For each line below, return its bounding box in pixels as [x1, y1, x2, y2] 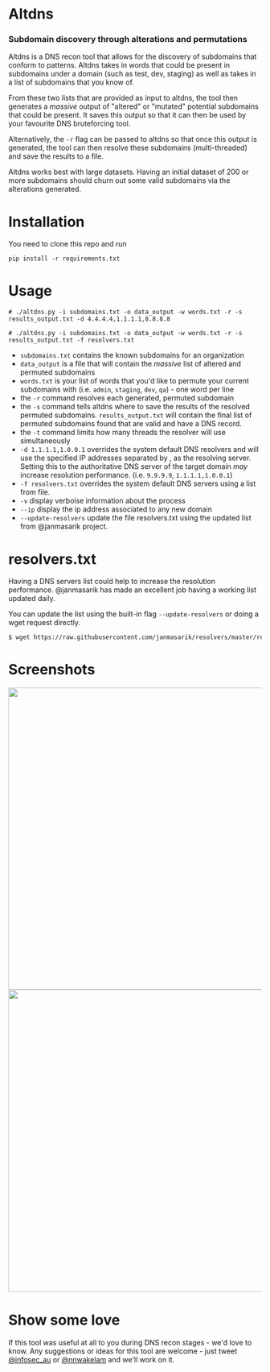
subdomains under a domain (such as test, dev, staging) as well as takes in [8, 69, 256, 79]
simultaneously [19, 436, 71, 446]
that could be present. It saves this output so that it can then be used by [8, 110, 247, 120]
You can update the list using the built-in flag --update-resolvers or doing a [8, 609, 260, 619]
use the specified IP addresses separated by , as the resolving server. [19, 453, 252, 463]
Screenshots [8, 661, 96, 679]
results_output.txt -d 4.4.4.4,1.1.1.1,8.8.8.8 [8, 315, 171, 323]
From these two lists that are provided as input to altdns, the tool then [8, 93, 239, 103]
